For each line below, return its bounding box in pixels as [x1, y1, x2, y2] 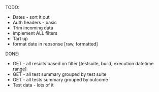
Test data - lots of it [12, 82, 54, 88]
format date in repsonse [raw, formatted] [12, 41, 98, 47]
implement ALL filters [12, 30, 57, 36]
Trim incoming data [12, 25, 53, 31]
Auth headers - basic [12, 20, 57, 25]
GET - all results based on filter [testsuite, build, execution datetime [12, 61, 154, 66]
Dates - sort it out [12, 14, 50, 20]
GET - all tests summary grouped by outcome [12, 77, 108, 82]
